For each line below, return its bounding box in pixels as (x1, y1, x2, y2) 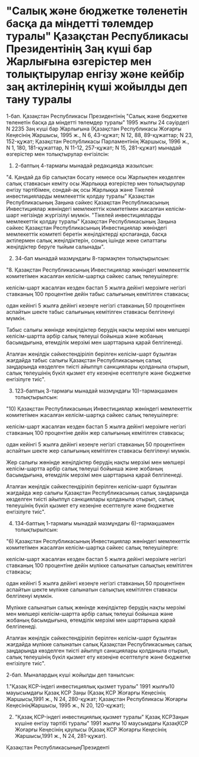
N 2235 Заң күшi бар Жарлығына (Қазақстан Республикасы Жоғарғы (6, 125, 182, 132)
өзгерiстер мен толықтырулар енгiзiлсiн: (6, 150, 110, 157)
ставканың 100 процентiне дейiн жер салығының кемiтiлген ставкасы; (6, 429, 185, 436)
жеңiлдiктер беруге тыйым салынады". (6, 243, 105, 250)
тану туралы (6, 93, 72, 107)
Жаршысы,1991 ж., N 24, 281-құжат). (14, 732, 108, 739)
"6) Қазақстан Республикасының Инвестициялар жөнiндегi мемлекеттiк (6, 537, 190, 544)
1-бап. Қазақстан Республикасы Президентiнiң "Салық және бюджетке (6, 112, 188, 120)
